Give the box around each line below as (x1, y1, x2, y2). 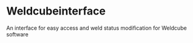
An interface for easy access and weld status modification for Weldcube (6, 24, 187, 31)
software (6, 30, 29, 38)
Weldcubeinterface (6, 4, 106, 18)
